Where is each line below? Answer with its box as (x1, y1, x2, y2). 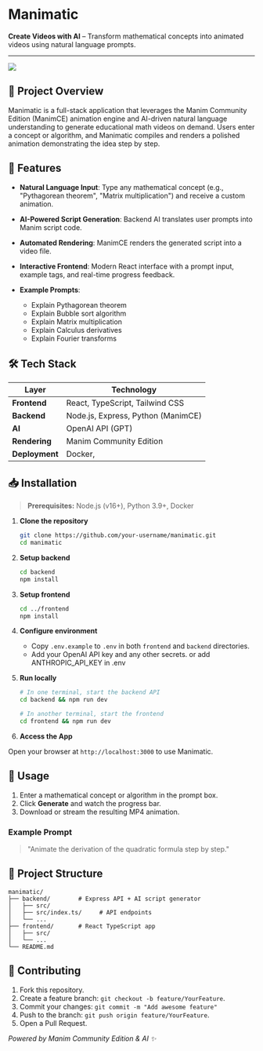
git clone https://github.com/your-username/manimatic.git (19, 531, 217, 539)
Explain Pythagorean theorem (31, 300, 128, 309)
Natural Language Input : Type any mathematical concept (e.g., (19, 182, 225, 192)
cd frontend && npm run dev (19, 717, 111, 725)
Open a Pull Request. (19, 1018, 88, 1027)
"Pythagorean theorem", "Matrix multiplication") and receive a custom (19, 191, 245, 200)
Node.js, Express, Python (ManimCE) (66, 411, 202, 421)
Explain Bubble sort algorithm (31, 308, 127, 318)
